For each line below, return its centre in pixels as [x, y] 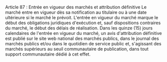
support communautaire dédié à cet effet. [48, 54]
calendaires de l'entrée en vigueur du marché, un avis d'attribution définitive [83, 33]
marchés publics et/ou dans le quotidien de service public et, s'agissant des [83, 44]
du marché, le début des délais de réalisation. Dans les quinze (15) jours [79, 28]
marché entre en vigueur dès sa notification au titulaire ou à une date [76, 12]
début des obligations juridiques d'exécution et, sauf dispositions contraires [83, 23]
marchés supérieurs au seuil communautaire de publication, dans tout [77, 49]
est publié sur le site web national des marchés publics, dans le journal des [82, 38]
